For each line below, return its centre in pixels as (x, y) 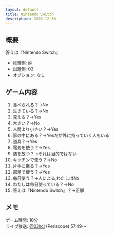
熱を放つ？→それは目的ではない (45, 154)
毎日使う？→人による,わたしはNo (46, 178)
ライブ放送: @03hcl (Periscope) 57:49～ (46, 226)
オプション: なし (29, 75)
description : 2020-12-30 (31, 19)
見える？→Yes (27, 117)
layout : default (22, 10)
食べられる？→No (30, 105)
